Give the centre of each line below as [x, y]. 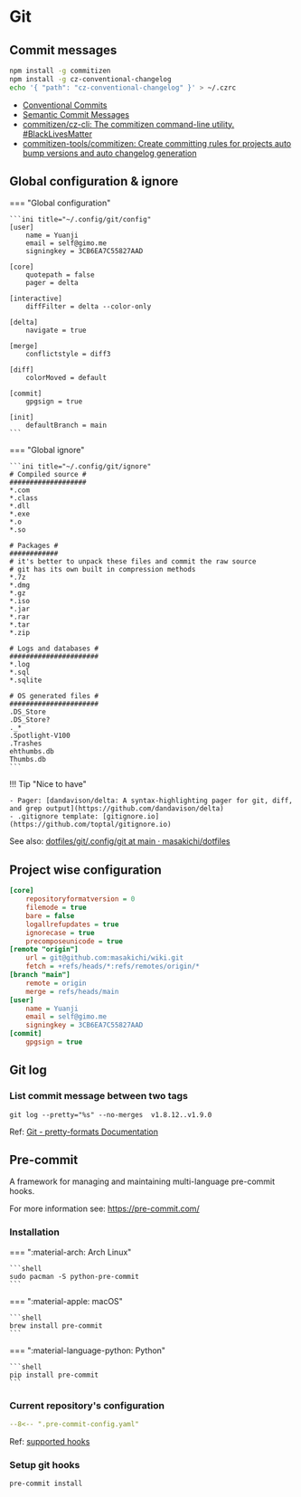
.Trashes [26, 744]
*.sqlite [26, 680]
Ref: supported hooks [50, 1441]
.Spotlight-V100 [40, 736]
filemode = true [56, 907]
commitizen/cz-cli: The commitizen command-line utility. [128, 124]
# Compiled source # [48, 475]
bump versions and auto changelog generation [109, 153]
